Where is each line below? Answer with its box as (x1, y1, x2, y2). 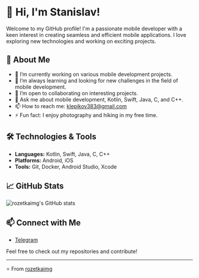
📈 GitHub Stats (6, 181, 64, 191)
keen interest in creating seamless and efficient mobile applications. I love (6, 31, 187, 38)
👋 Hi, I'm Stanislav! (6, 5, 101, 19)
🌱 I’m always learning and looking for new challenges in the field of (14, 77, 179, 84)
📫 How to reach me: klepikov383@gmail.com (14, 102, 127, 109)
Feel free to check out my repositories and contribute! (6, 248, 137, 255)
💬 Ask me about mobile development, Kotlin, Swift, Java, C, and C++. (14, 96, 184, 103)
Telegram (14, 236, 38, 244)
